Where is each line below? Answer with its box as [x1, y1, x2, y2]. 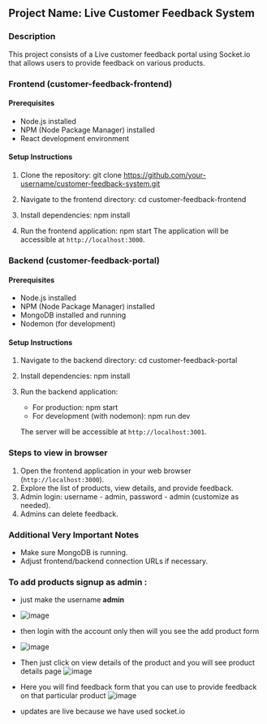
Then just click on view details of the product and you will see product [19, 657, 256, 668]
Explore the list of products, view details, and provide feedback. [19, 483, 234, 493]
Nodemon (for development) [19, 319, 116, 329]
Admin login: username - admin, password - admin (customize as [19, 491, 239, 502]
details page [19, 666, 62, 676]
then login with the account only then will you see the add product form [19, 627, 260, 636]
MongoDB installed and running [19, 310, 127, 320]
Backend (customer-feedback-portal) [8, 255, 161, 266]
